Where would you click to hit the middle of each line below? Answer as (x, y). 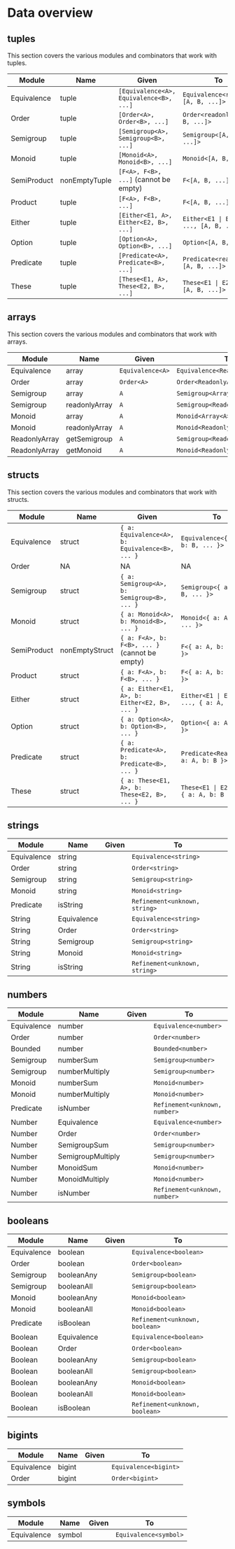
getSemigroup (90, 439)
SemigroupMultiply (89, 1156)
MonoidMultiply (84, 1179)
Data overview (50, 13)
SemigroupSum (83, 1145)
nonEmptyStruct (87, 650)
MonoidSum (78, 1168)
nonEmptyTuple (86, 180)
